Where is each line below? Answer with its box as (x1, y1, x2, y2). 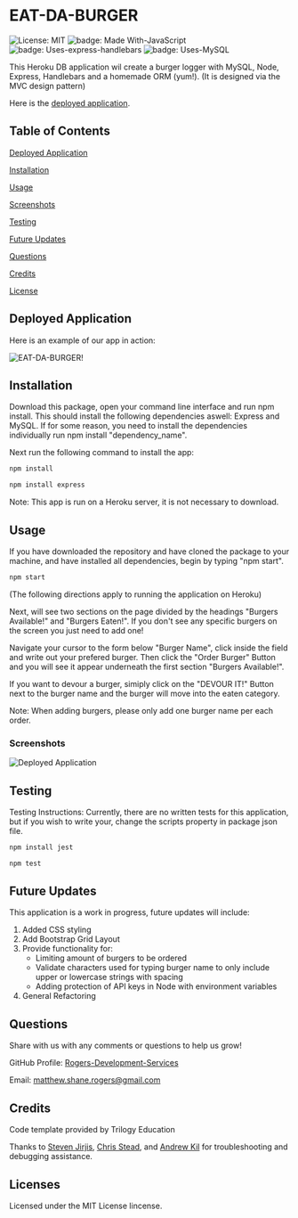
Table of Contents (9, 124, 111, 139)
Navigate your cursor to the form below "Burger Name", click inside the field (9, 642, 288, 653)
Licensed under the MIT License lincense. (9, 1200, 163, 1211)
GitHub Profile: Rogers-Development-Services (9, 1058, 180, 1068)
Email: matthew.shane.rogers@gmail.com (9, 1075, 161, 1085)
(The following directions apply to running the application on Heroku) (9, 589, 262, 600)
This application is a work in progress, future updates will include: (9, 907, 251, 918)
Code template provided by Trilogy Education (9, 1124, 175, 1135)
